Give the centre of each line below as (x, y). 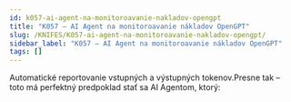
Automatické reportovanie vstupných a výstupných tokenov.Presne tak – (145, 77)
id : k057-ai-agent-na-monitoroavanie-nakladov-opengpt (115, 18)
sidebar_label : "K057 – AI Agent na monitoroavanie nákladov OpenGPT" (146, 43)
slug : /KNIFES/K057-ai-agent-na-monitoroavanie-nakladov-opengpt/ (138, 35)
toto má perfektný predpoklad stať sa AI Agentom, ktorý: (115, 87)
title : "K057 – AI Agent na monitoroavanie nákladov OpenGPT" (130, 26)
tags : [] (26, 52)
